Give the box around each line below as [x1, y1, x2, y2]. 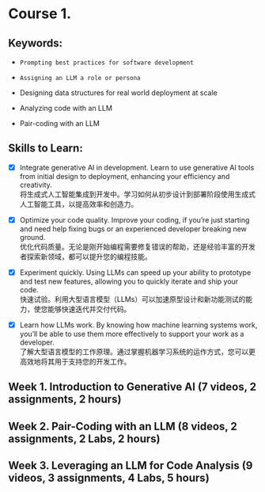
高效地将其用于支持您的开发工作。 [19, 357, 131, 367]
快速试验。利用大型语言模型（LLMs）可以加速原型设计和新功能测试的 [19, 295, 246, 303]
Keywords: [8, 36, 63, 50]
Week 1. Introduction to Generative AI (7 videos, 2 [8, 380, 257, 394]
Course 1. [8, 5, 72, 23]
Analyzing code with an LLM [19, 104, 113, 113]
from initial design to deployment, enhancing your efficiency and [19, 171, 230, 181]
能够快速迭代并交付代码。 [47, 304, 131, 314]
